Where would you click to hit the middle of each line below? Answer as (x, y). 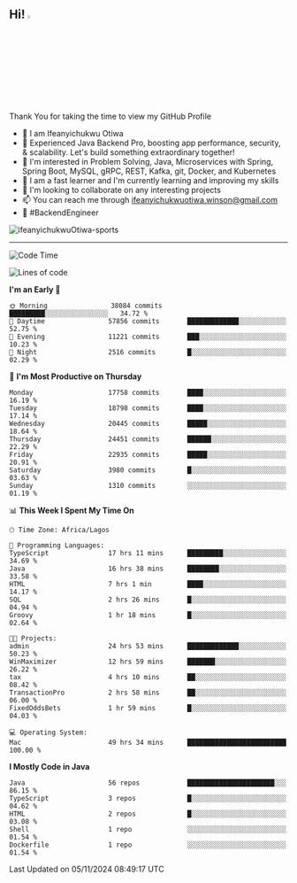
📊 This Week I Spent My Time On (72, 510)
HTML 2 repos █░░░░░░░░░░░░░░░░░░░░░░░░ (148, 814)
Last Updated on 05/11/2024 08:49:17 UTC (87, 869)
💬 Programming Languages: (57, 545)
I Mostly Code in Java (49, 766)
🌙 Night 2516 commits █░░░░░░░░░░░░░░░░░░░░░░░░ (148, 352)
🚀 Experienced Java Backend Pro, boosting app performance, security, (151, 143)
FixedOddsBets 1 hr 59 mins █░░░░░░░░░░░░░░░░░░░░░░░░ (148, 708)
